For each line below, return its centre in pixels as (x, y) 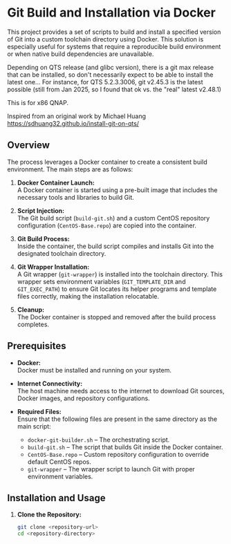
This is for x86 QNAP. (38, 102)
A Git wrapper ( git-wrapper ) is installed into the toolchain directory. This (120, 274)
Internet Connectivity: (50, 383)
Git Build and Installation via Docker (111, 13)
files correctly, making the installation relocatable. (88, 296)
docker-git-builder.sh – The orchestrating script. (99, 440)
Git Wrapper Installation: (53, 267)
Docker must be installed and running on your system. (94, 370)
